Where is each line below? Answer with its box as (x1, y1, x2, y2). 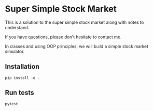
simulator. (5, 48, 25, 54)
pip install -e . (5, 75, 40, 80)
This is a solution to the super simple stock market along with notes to (5, 19, 144, 25)
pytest (5, 101, 18, 106)
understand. (5, 24, 29, 30)
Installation (5, 63, 40, 71)
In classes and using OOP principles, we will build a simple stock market (5, 43, 149, 49)
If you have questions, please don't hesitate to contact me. (5, 34, 122, 40)
